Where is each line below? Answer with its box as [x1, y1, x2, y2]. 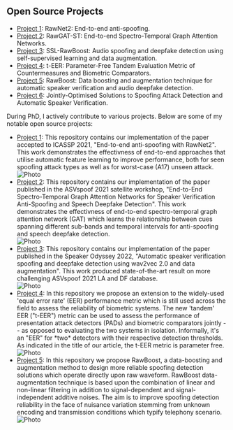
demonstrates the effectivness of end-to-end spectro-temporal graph [16, 207, 218, 215]
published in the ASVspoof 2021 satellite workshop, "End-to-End [16, 185, 203, 193]
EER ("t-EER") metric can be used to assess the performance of [16, 311, 200, 320]
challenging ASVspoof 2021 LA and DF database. [16, 274, 158, 282]
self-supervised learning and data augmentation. [16, 54, 158, 62]
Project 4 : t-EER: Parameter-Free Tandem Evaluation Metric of [16, 61, 196, 69]
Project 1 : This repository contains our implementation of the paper [16, 133, 209, 141]
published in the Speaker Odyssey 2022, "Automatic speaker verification [16, 252, 226, 260]
